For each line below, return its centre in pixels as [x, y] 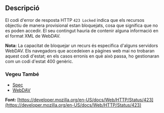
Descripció [22, 8]
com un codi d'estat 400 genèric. [39, 61]
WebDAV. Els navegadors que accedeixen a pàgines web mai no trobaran [80, 51]
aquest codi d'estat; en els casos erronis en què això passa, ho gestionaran [82, 56]
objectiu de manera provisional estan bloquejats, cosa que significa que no [82, 25]
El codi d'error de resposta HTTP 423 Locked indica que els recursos [75, 20]
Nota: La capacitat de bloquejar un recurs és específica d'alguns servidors [82, 45]
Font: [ [12, 100]
